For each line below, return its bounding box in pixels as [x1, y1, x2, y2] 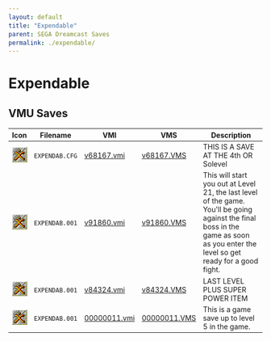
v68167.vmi [84, 150, 125, 160]
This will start [202, 170, 248, 180]
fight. [202, 265, 220, 275]
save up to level [202, 313, 256, 322]
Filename [40, 130, 72, 140]
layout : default [8, 13, 63, 21]
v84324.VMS [141, 284, 187, 294]
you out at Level [202, 179, 256, 189]
